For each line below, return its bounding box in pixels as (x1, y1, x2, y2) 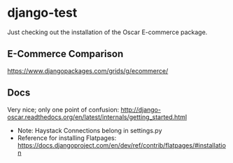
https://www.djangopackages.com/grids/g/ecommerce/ (7, 66, 169, 75)
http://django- (120, 105, 161, 114)
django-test (7, 5, 78, 21)
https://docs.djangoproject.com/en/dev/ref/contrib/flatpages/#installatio (17, 141, 226, 149)
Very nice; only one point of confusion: (7, 105, 120, 114)
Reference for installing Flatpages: (17, 134, 117, 142)
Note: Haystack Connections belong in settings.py (17, 126, 162, 134)
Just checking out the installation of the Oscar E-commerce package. (7, 28, 208, 36)
